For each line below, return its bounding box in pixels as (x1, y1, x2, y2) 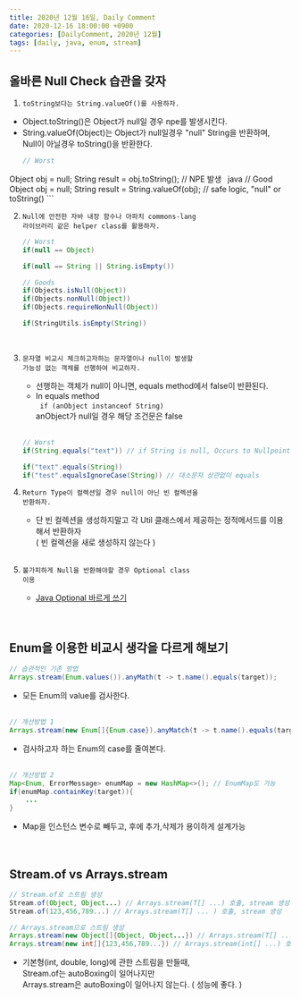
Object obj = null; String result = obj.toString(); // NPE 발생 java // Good (9, 174, 273, 184)
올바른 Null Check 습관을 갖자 (9, 73, 167, 89)
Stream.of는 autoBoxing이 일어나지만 (21, 968, 155, 979)
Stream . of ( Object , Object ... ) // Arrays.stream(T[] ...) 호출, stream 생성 (9, 898, 290, 908)
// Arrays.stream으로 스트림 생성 (9, 923, 125, 932)
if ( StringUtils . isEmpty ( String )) (21, 319, 147, 328)
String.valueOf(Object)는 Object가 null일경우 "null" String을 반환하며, (21, 127, 271, 139)
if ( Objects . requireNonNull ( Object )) (21, 303, 159, 312)
